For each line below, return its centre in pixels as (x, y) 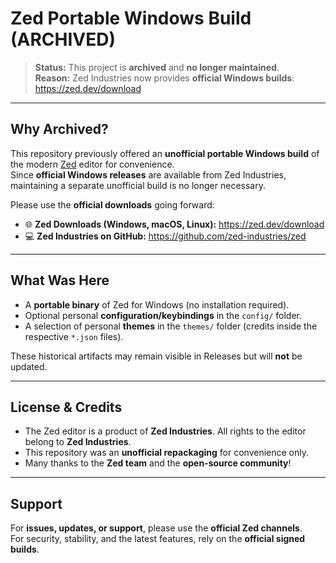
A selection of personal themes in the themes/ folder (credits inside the (171, 326)
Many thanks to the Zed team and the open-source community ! (158, 463)
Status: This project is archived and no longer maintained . (157, 67)
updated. (29, 366)
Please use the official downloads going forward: (112, 204)
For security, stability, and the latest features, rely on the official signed (158, 539)
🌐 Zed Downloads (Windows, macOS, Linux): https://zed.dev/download (174, 224)
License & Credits (66, 407)
